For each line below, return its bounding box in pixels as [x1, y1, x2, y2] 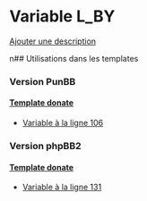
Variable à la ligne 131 [22, 181, 102, 193]
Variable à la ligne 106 [22, 118, 104, 129]
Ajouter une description [9, 36, 97, 46]
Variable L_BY [9, 6, 116, 27]
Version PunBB [9, 75, 76, 88]
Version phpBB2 [9, 139, 82, 152]
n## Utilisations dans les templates [9, 53, 139, 63]
